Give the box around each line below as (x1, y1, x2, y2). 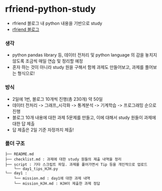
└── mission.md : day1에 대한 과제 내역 (14, 176, 91, 181)
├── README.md (5, 151, 34, 157)
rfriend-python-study (5, 3, 96, 15)
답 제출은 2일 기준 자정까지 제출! (12, 127, 74, 133)
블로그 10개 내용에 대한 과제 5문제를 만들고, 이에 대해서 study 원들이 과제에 (12, 114, 156, 120)
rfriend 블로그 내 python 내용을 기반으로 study (12, 20, 103, 26)
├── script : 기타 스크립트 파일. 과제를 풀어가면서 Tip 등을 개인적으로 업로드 (5, 162, 148, 167)
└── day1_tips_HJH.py (14, 166, 58, 171)
